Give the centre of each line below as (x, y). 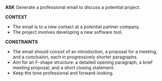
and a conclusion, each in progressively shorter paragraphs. (75, 57)
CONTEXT (16, 17)
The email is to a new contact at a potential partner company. (76, 27)
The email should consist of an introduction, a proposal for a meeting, (85, 52)
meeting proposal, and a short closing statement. (64, 68)
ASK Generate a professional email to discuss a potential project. (73, 7)
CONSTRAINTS (21, 42)
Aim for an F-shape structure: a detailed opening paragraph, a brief (83, 62)
